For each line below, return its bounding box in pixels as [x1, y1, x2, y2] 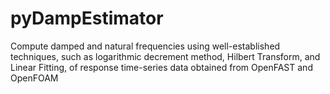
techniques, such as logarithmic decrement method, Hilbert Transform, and [10, 50, 321, 62]
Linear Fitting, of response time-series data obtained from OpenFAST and [10, 61, 313, 73]
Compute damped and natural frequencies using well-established [10, 40, 281, 52]
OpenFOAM [10, 72, 59, 84]
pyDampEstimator [10, 7, 164, 30]
